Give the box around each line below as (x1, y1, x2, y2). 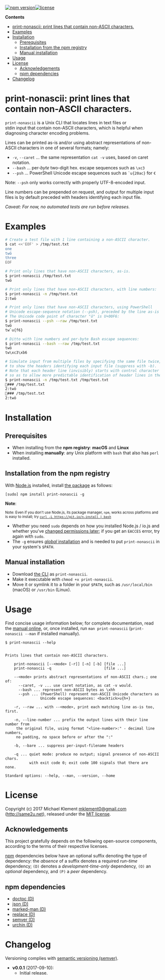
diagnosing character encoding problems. (5, 130, 90, 136)
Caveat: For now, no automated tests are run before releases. (5, 204, 130, 210)
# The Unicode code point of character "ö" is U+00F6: (5, 314, 120, 319)
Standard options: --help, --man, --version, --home (5, 773, 115, 778)
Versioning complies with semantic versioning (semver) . (5, 955, 119, 961)
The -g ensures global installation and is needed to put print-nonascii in (12, 538, 160, 544)
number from (5, 722, 29, 727)
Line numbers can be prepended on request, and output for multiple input (5, 189, 154, 195)
